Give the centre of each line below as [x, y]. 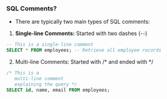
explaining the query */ [46, 84]
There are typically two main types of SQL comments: [82, 22]
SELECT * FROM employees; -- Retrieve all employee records [84, 50]
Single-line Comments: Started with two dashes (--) [81, 33]
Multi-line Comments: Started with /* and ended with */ [84, 62]
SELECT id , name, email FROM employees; [58, 90]
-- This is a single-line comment [50, 45]
